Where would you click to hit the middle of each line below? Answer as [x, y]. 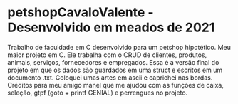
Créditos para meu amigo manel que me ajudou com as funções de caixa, [116, 85]
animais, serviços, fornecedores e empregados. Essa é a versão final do [113, 62]
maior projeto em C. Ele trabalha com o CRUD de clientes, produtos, [107, 55]
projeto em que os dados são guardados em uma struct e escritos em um [115, 70]
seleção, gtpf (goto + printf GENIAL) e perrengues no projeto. [98, 93]
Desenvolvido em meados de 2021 [111, 27]
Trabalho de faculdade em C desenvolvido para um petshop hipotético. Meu [119, 47]
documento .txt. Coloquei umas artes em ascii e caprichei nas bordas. [110, 77]
